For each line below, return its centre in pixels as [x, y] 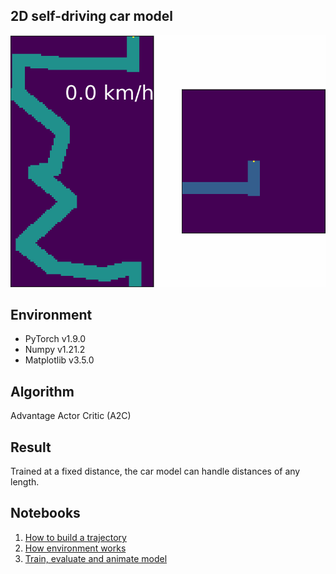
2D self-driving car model [92, 16]
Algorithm [42, 391]
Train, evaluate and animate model [96, 558]
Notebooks [45, 513]
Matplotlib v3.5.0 [59, 360]
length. [25, 482]
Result [31, 447]
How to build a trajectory [75, 537]
